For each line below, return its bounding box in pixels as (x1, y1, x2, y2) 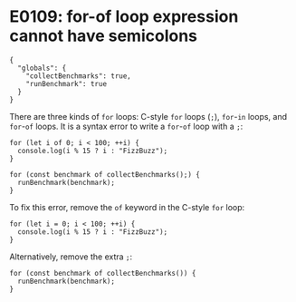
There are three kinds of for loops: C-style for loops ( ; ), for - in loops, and (9, 111, 288, 122)
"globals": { (17, 63, 67, 73)
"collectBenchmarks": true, (25, 71, 131, 81)
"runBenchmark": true (25, 79, 107, 88)
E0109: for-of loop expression (9, 6, 239, 27)
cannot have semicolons (9, 25, 197, 46)
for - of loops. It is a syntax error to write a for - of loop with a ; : (9, 121, 243, 132)
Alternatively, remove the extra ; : (9, 251, 133, 262)
